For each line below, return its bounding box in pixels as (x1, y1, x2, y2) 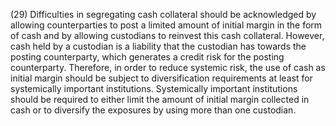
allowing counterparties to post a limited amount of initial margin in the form (10, 19, 323, 31)
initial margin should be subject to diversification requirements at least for (10, 72, 313, 84)
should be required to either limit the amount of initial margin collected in (10, 94, 310, 105)
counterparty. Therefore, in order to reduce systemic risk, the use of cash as (10, 62, 326, 73)
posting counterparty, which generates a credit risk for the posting (10, 51, 285, 63)
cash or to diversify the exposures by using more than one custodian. (10, 104, 297, 116)
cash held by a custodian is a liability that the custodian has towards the (10, 40, 307, 52)
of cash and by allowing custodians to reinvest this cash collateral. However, (10, 30, 325, 41)
